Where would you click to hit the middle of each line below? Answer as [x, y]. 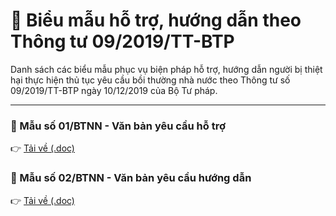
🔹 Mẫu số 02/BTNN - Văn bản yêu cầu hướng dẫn [131, 178]
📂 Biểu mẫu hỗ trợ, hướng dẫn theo [156, 20]
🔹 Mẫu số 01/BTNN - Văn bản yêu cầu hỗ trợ [118, 126]
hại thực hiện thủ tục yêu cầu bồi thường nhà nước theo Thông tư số [150, 80]
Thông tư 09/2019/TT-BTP [122, 41]
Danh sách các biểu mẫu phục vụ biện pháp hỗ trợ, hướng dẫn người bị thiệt [166, 69]
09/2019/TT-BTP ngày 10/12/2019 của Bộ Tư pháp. [114, 90]
